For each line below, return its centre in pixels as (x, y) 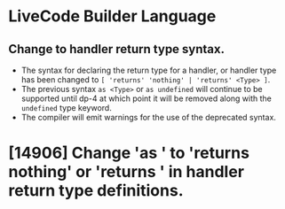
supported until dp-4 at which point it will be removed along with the (146, 98)
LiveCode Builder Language (112, 16)
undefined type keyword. (66, 108)
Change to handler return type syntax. (117, 49)
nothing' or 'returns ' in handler (127, 172)
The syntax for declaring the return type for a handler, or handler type (149, 70)
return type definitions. (96, 191)
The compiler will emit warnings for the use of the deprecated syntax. (149, 117)
